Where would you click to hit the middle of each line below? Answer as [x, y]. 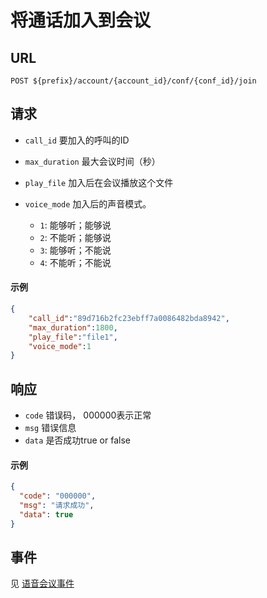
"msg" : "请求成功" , [57, 506]
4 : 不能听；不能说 [75, 262]
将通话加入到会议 [81, 20]
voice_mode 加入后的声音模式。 [88, 203]
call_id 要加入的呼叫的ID [77, 140]
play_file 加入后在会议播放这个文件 [99, 182]
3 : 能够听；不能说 [75, 250]
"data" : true [46, 514]
